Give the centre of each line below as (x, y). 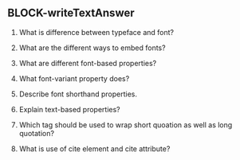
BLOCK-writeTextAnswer (71, 13)
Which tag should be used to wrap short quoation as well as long (126, 125)
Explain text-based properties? (69, 109)
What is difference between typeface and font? (96, 32)
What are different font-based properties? (88, 63)
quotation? (37, 133)
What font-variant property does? (74, 78)
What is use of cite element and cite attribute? (94, 148)
